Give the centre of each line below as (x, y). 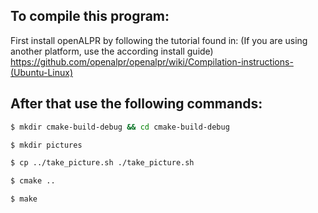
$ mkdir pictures (46, 145)
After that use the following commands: (136, 104)
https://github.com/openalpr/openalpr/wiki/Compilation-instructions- (152, 61)
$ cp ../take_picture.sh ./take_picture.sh (102, 163)
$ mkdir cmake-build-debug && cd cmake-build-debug (120, 127)
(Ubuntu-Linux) (41, 72)
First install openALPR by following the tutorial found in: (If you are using (159, 40)
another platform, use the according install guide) (112, 51)
